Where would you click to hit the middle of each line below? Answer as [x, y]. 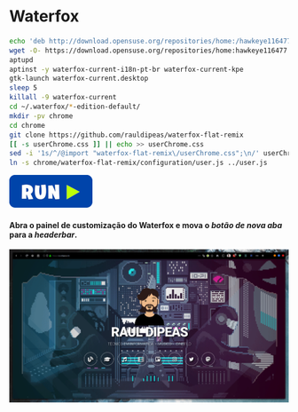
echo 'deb [27, 41]
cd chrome [27, 125]
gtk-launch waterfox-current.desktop [79, 79]
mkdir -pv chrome [41, 116]
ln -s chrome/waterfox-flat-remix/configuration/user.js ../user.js [138, 163]
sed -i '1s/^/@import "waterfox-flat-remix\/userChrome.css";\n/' [134, 154]
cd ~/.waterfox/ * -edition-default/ [75, 107]
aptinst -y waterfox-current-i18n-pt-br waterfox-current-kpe [126, 69]
